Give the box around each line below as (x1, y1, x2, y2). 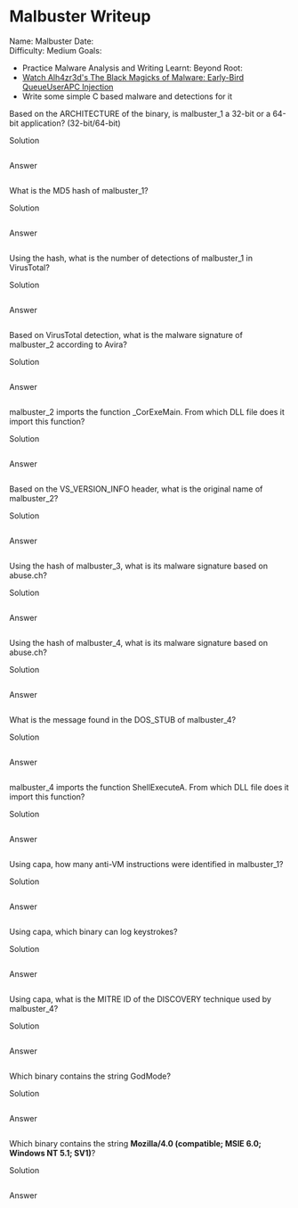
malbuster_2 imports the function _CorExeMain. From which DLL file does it (9, 406, 285, 417)
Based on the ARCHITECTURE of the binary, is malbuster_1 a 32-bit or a (9, 108, 271, 119)
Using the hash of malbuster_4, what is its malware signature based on (9, 637, 269, 648)
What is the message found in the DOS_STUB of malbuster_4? (9, 714, 237, 724)
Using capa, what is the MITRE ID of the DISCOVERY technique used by (9, 993, 271, 1005)
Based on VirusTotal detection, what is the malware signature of (9, 329, 243, 340)
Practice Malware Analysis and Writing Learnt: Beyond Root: (21, 62, 243, 73)
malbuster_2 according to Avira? (9, 339, 127, 350)
